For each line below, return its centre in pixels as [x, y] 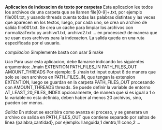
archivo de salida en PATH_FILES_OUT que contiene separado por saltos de [81, 117]
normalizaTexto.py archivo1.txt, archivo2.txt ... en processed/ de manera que [81, 33]
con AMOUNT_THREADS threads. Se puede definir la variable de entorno [78, 87]
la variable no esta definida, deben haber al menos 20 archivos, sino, [74, 98]
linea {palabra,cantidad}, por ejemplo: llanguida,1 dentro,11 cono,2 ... [73, 122]
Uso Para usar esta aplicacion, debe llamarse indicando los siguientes [75, 62]
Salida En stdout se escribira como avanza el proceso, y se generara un [77, 112]
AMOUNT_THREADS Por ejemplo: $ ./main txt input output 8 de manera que [81, 72]
